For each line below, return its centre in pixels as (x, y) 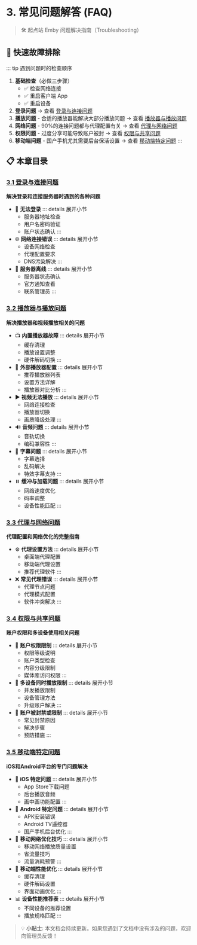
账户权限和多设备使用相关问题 (43, 633)
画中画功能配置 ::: (45, 801)
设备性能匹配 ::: (42, 505)
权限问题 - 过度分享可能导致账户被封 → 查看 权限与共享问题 (88, 133)
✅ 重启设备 (37, 103)
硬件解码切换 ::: (42, 359)
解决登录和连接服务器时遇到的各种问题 (53, 196)
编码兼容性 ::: (40, 444)
